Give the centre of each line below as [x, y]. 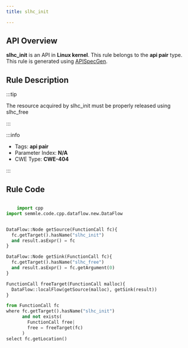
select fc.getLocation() [37, 339]
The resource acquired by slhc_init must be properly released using [88, 106]
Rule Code [26, 189]
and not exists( [42, 317]
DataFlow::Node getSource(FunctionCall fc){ [62, 229]
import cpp [30, 208]
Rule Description [38, 80]
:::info [13, 135]
